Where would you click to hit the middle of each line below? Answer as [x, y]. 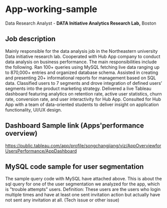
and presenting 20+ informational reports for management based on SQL [81, 78]
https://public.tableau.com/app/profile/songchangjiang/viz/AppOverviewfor [83, 145]
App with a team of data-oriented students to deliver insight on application [82, 105]
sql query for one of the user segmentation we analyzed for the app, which [82, 184]
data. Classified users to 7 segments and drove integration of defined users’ [84, 83]
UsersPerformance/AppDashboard [41, 151]
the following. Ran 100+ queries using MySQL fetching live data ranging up [82, 67]
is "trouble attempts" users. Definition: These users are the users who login [83, 189]
